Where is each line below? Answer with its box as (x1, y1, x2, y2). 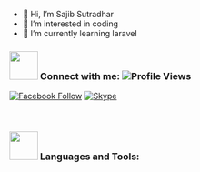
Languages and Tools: (39, 150, 140, 163)
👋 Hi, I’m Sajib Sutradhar (22, 9, 115, 19)
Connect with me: (39, 69, 121, 82)
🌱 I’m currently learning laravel (22, 28, 138, 38)
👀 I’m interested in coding (22, 18, 119, 29)
